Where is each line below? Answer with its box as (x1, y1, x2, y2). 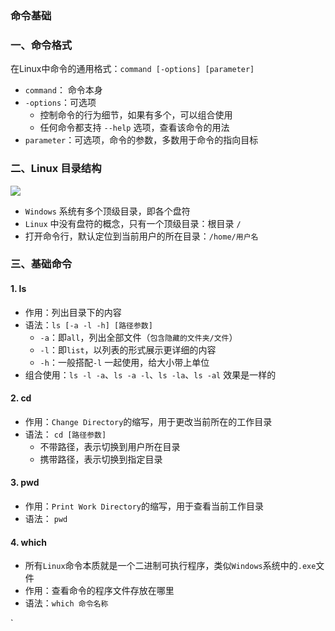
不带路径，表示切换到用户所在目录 (39, 440, 181, 452)
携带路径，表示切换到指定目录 (39, 453, 163, 465)
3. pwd (10, 477, 40, 489)
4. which (10, 536, 47, 548)
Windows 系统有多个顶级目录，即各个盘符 (24, 205, 191, 217)
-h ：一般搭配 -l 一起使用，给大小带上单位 (39, 356, 210, 368)
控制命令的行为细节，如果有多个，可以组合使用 (39, 109, 233, 121)
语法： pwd (24, 513, 68, 525)
